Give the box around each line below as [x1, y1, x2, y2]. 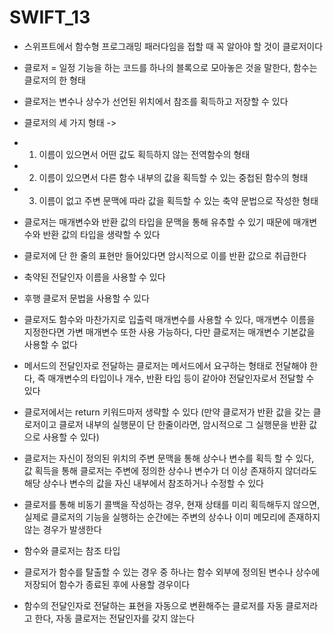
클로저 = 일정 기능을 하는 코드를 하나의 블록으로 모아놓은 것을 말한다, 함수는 [23, 61, 318, 73]
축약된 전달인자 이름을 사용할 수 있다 [23, 271, 166, 283]
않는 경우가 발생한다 [23, 523, 102, 535]
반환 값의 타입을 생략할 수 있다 [42, 228, 161, 240]
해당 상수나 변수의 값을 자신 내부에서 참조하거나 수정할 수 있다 [23, 477, 264, 489]
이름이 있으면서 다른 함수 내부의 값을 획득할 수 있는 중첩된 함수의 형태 [38, 171, 309, 183]
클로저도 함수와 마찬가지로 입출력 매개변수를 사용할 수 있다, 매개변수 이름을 [23, 313, 316, 325]
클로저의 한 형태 [23, 74, 86, 86]
